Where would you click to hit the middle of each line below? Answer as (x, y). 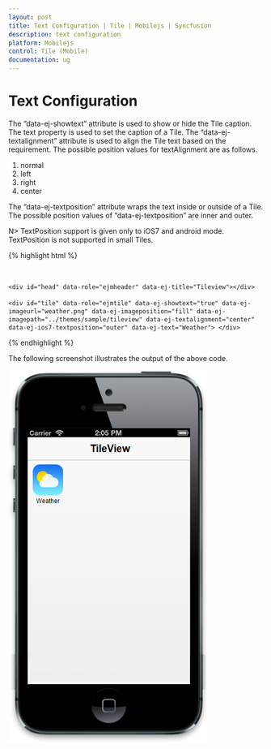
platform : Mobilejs (41, 43)
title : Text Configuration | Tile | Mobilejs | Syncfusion (110, 26)
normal (32, 165)
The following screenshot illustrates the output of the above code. (118, 358)
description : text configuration (65, 34)
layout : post (30, 17)
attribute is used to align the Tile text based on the (142, 140)
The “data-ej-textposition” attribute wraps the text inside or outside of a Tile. (136, 206)
